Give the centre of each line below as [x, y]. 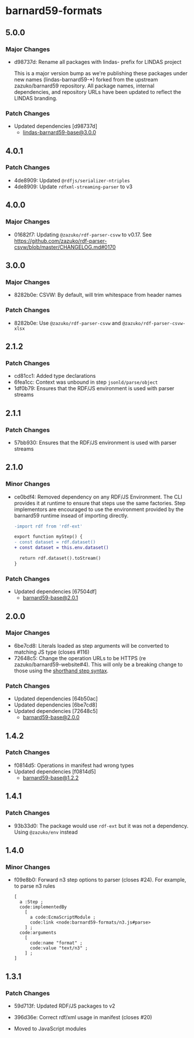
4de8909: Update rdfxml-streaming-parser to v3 [73, 187]
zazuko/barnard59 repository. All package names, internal [84, 86]
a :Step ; [31, 902]
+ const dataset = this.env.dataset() [61, 548]
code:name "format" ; [56, 943]
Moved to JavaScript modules [50, 1029]
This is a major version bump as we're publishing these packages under [101, 73]
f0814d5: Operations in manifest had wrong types [74, 765]
